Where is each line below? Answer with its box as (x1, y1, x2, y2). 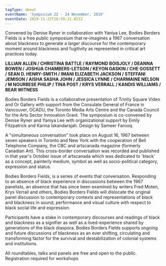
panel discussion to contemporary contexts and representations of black (5, 194, 153, 200)
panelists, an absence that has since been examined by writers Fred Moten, (5, 184, 159, 190)
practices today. (5, 51, 38, 57)
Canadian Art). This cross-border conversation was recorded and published (5, 148, 160, 154)
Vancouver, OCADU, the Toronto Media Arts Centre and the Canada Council (5, 107, 159, 113)
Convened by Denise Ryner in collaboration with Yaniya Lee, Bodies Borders (5, 30, 161, 36)
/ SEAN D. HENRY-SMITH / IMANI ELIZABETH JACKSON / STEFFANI (5, 71, 146, 77)
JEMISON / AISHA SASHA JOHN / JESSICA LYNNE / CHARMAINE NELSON (5, 76, 160, 82)
